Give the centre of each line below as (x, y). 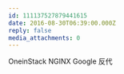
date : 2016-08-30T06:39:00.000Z (62, 23)
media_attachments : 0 (44, 38)
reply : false (30, 30)
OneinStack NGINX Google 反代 (61, 61)
